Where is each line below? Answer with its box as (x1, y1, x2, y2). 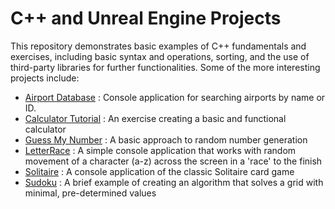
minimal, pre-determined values (24, 187, 157, 199)
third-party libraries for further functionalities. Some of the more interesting (10, 61, 321, 73)
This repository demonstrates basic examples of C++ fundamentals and (10, 40, 307, 52)
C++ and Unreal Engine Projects (10, 7, 282, 30)
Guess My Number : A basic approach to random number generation (24, 133, 308, 146)
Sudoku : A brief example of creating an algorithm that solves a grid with (24, 176, 324, 188)
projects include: (10, 72, 80, 84)
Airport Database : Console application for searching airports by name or (24, 91, 326, 103)
